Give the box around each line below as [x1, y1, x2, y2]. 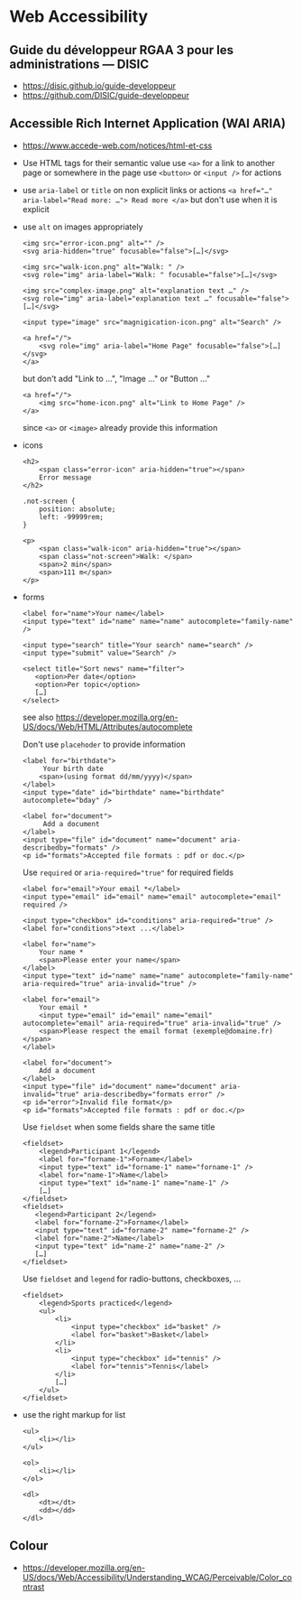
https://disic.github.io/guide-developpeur [22, 80, 176, 91]
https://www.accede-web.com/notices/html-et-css [22, 140, 213, 151]
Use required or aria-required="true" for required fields [22, 867, 234, 878]
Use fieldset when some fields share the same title [22, 1122, 215, 1132]
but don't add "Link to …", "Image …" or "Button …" [22, 373, 211, 384]
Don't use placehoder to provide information [22, 739, 187, 749]
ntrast [22, 1581, 45, 1592]
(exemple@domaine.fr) [192, 1027, 273, 1036]
